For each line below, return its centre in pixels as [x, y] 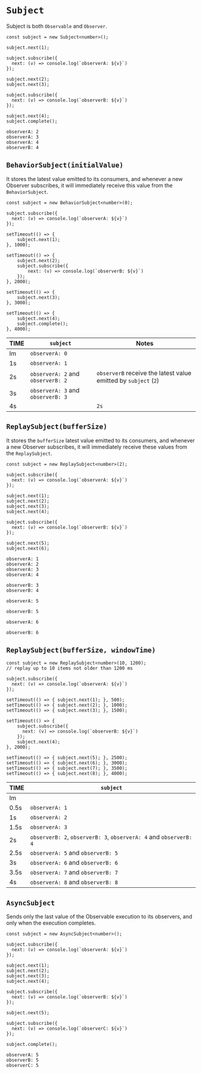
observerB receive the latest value [144, 373]
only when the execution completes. [51, 923]
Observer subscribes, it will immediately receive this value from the [90, 185]
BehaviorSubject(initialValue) [65, 165]
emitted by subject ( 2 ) [128, 381]
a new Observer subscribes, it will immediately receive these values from [97, 447]
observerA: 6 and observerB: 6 [74, 863]
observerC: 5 [23, 1066]
